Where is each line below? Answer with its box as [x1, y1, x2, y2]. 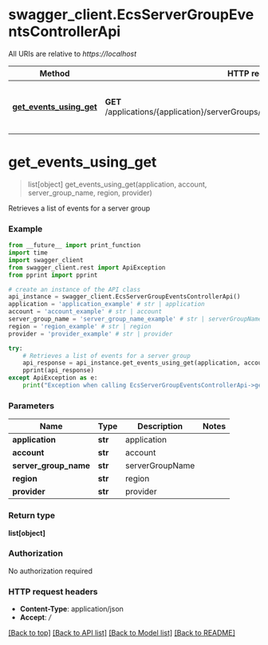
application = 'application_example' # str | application [8, 301, 205, 309]
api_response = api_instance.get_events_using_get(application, [22, 359, 241, 368]
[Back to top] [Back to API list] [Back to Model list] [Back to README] [8, 628, 235, 638]
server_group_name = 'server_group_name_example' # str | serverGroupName [8, 315, 262, 324]
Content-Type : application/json [19, 604, 124, 614]
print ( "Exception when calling [22, 381, 127, 390]
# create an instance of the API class [8, 285, 141, 293]
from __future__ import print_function [8, 242, 141, 250]
